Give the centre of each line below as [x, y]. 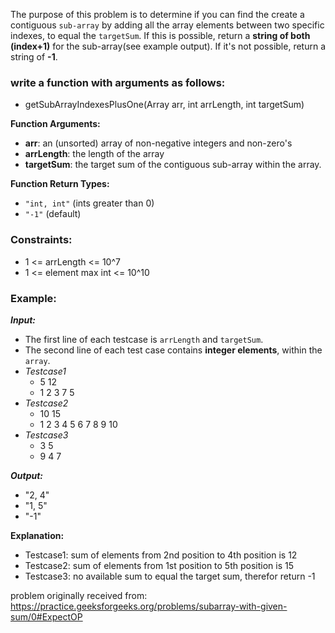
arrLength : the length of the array [94, 154]
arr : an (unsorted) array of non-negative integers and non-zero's [158, 143]
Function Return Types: [60, 184]
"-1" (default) [53, 214]
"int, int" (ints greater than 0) [89, 203]
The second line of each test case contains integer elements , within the [173, 350]
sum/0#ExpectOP [46, 616]
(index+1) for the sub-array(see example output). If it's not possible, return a [168, 46]
